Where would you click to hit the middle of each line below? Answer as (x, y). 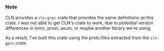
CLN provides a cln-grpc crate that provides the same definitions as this (79, 18)
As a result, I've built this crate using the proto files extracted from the (77, 38)
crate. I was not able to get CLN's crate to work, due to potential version (79, 23)
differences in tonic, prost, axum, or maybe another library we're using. (78, 28)
